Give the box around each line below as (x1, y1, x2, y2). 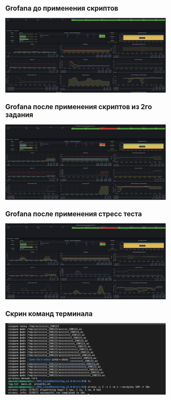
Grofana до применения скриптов (5, 4, 119, 13)
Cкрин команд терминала (5, 309, 93, 318)
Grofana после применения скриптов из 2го (5, 103, 152, 111)
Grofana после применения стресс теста (5, 210, 142, 218)
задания (5, 111, 34, 119)
